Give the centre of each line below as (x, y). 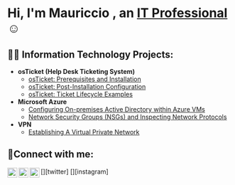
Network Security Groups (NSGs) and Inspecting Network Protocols (127, 117)
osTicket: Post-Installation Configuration (87, 86)
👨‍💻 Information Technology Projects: (91, 54)
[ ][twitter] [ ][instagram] (75, 171)
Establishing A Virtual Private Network (84, 132)
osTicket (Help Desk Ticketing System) (76, 72)
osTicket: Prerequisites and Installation (85, 79)
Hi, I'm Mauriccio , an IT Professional (117, 13)
